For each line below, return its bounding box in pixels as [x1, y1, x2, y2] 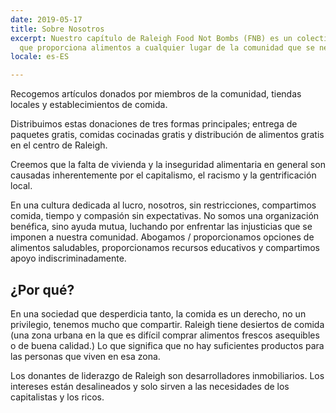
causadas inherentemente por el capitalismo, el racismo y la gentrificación [10, 169, 317, 181]
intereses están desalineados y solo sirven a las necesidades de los [10, 380, 290, 392]
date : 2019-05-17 [10, 14, 83, 25]
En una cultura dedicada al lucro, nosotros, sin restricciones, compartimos [10, 199, 317, 211]
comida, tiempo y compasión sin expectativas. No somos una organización [10, 210, 320, 222]
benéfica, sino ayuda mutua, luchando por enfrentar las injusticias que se [10, 221, 313, 233]
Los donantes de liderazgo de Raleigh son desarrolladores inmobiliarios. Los [10, 369, 325, 381]
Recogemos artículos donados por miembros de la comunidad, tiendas [10, 88, 302, 100]
